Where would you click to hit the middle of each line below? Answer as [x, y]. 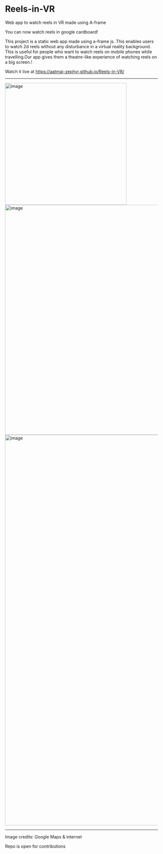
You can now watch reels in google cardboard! [52, 32]
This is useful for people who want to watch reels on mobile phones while [79, 52]
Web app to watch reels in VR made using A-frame [56, 22]
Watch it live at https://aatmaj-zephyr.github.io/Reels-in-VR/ [65, 71]
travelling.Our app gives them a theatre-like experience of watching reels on [81, 57]
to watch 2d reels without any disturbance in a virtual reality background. [78, 46]
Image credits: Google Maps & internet [43, 836]
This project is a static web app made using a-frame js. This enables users [79, 41]
